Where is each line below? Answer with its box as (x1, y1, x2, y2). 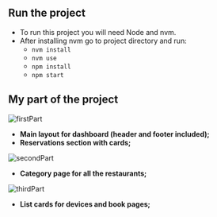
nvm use (31, 54, 57, 62)
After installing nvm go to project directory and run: (19, 36, 188, 45)
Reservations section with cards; (19, 138, 131, 147)
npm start (31, 71, 65, 79)
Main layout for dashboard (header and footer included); (19, 129, 210, 138)
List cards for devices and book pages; (19, 199, 150, 209)
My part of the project (8, 93, 119, 107)
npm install (31, 63, 71, 71)
